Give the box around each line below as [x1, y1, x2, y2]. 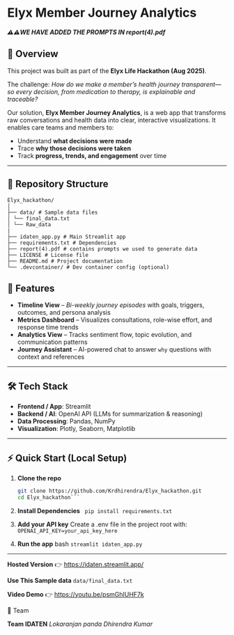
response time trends [17, 323, 79, 331]
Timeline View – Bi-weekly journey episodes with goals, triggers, [17, 301, 205, 309]
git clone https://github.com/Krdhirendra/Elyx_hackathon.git [17, 487, 202, 494]
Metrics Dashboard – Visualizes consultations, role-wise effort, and [17, 315, 212, 324]
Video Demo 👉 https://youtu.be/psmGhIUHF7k [7, 590, 144, 598]
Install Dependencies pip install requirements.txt [17, 506, 173, 515]
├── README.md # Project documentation [7, 258, 123, 265]
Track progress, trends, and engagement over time [17, 151, 167, 159]
